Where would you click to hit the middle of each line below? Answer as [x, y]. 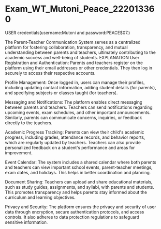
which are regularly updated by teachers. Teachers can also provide [73, 142]
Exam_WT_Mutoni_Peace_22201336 [80, 9]
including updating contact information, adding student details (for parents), [80, 87]
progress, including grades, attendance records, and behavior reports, [75, 137]
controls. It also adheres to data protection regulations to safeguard [72, 217]
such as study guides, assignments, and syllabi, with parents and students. [80, 187]
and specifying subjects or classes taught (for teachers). [61, 93]
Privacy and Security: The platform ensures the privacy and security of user [80, 207]
